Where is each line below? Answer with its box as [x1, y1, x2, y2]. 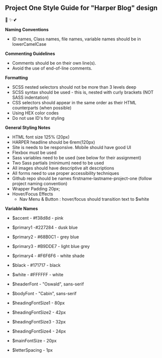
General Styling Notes [5, 124, 51, 131]
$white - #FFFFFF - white [12, 271, 64, 277]
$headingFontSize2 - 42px [12, 309, 66, 315]
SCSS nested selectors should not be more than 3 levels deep [12, 84, 137, 90]
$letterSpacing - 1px [12, 347, 53, 353]
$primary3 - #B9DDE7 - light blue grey [12, 243, 90, 249]
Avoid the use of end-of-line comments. [12, 65, 92, 71]
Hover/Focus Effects [12, 191, 54, 197]
